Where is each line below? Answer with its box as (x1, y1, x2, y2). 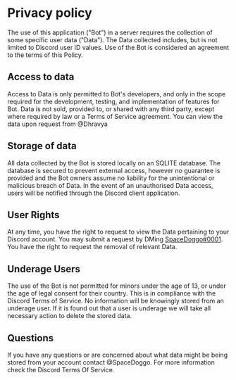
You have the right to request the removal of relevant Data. (7, 243, 178, 251)
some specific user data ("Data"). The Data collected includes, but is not (7, 35, 218, 44)
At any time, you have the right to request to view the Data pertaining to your (7, 227, 230, 236)
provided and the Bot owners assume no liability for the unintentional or (7, 174, 215, 182)
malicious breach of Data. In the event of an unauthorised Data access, (7, 181, 213, 189)
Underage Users (7, 262, 81, 275)
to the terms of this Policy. (7, 51, 83, 59)
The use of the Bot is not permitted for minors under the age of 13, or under (7, 281, 227, 290)
